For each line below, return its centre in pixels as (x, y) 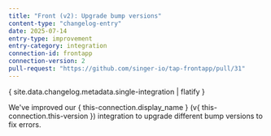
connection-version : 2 (47, 62)
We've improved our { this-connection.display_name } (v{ (105, 107)
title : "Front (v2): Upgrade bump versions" (85, 16)
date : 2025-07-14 (38, 31)
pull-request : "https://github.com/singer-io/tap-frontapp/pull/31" (127, 69)
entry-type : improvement (50, 38)
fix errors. (25, 124)
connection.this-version (48, 116)
